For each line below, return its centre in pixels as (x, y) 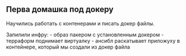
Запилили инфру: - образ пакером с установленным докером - (85, 35)
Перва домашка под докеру (60, 10)
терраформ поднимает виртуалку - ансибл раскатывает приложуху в (93, 40)
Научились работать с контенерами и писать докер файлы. (80, 23)
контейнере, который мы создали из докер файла (68, 47)
